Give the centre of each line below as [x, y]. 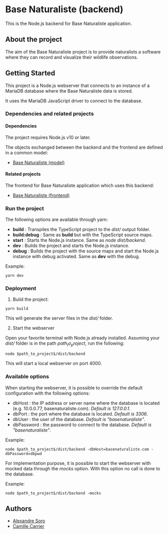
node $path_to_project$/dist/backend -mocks [53, 493]
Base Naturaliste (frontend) [41, 195]
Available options [27, 377]
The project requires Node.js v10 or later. [48, 137]
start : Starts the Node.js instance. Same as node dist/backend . [79, 240]
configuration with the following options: [48, 393]
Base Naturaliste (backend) [64, 9]
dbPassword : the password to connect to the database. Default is [82, 425]
